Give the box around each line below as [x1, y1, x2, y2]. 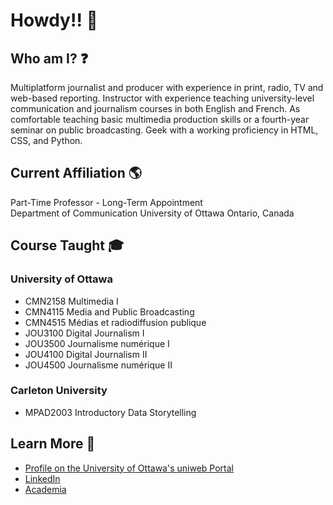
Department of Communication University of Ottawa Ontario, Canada [10, 207, 295, 219]
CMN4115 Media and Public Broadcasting [24, 305, 195, 318]
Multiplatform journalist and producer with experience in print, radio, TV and [10, 82, 324, 93]
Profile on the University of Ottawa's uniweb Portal [24, 462, 234, 474]
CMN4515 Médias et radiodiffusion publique [24, 316, 207, 328]
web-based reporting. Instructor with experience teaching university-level [10, 92, 315, 104]
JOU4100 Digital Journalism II [24, 348, 148, 360]
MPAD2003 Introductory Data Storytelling [24, 406, 197, 418]
